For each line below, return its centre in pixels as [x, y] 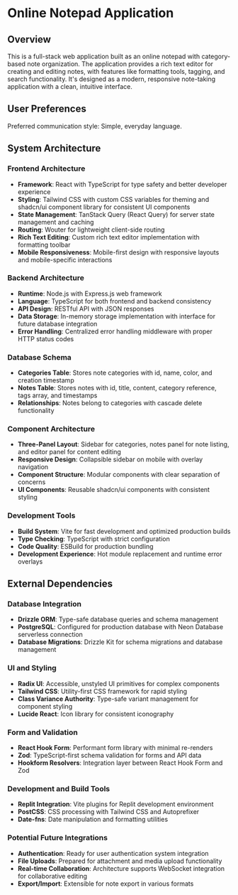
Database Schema [40, 357]
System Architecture [54, 148]
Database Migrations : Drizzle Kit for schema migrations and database [120, 642]
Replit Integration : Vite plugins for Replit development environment [115, 804]
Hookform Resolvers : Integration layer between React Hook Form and [120, 763]
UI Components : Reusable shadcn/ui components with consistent [114, 490]
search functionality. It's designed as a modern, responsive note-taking [112, 79]
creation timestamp [46, 380]
